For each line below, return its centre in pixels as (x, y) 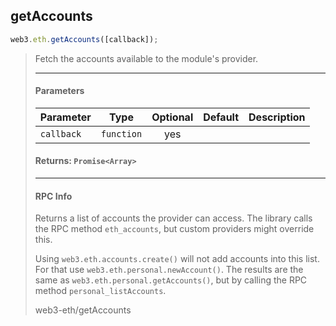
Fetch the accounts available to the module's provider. (146, 58)
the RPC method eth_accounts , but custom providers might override (174, 229)
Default (221, 117)
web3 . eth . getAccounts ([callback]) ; (84, 39)
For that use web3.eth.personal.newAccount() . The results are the (169, 270)
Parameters (59, 91)
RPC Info (53, 196)
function (121, 133)
